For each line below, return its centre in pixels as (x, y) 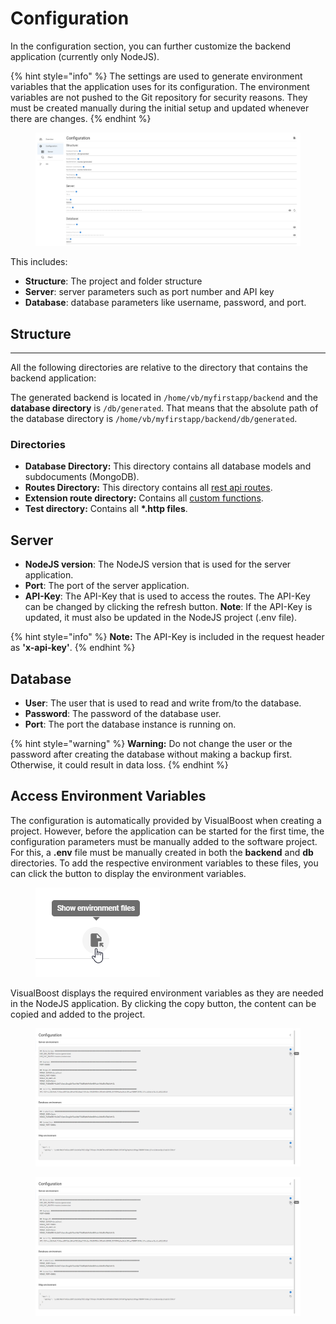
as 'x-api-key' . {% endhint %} (73, 648)
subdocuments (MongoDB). (82, 477)
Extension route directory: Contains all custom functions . (144, 498)
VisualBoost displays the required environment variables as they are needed (167, 993)
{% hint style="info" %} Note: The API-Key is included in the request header (167, 637)
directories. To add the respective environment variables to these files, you (164, 863)
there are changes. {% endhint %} (81, 118)
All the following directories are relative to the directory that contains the (159, 368)
